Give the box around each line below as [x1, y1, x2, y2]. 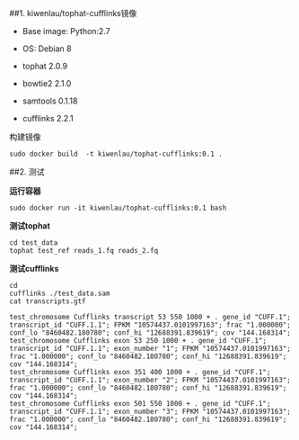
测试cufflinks [9, 264, 59, 274]
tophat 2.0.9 [22, 61, 68, 71]
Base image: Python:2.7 [22, 26, 110, 36]
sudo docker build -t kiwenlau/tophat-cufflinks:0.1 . [9, 149, 223, 158]
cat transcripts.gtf [9, 297, 87, 306]
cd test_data [9, 238, 58, 247]
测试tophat [9, 220, 51, 231]
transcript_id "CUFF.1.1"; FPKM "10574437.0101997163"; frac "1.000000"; [9, 320, 292, 329]
